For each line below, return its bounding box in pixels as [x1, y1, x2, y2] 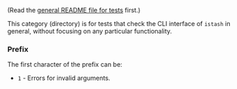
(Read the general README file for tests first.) [7, 6, 141, 14]
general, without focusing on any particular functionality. [7, 27, 172, 35]
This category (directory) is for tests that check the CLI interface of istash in [7, 20, 231, 27]
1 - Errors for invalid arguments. [17, 74, 111, 83]
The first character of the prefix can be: [7, 60, 122, 69]
